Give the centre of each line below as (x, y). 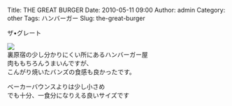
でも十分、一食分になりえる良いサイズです (68, 95)
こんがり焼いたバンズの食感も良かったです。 (72, 72)
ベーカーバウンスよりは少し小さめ (56, 87)
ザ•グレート (24, 33)
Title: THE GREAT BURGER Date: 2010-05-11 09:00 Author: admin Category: (116, 10)
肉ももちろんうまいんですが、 (50, 63)
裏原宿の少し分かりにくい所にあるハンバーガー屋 (78, 54)
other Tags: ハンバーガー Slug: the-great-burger (76, 18)
